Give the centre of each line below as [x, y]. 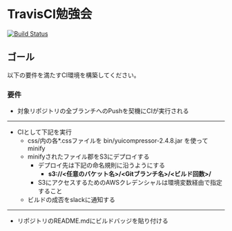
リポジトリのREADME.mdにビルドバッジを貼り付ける [93, 221]
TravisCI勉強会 [50, 14]
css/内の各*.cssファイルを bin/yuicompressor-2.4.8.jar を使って [118, 141]
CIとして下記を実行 [45, 132]
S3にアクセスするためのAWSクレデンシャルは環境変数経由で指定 [130, 183]
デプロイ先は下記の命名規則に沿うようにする [101, 165]
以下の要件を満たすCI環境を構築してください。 [74, 75]
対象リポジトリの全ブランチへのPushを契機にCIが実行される [103, 111]
